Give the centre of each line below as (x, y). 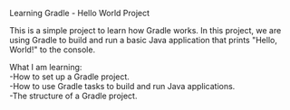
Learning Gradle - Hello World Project (80, 13)
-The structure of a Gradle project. (73, 96)
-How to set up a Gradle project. (69, 77)
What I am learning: (46, 67)
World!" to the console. (53, 50)
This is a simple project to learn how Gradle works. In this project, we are (145, 30)
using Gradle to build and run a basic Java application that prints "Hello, (144, 40)
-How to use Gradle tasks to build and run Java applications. (122, 86)
